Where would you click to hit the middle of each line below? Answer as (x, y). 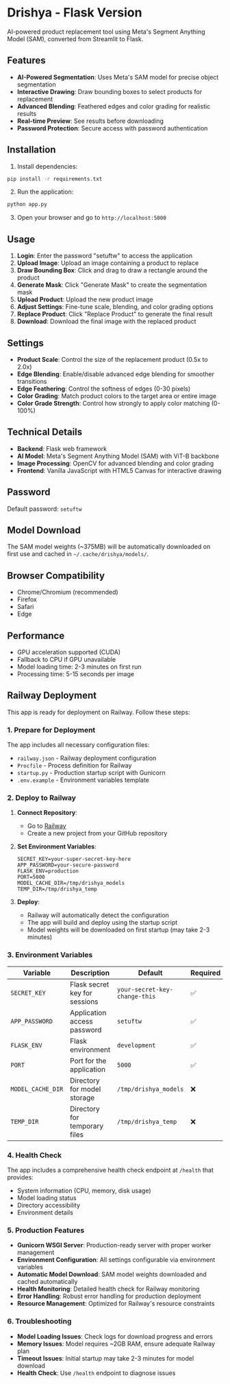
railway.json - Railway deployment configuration (87, 758)
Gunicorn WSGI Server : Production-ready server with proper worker (114, 1245)
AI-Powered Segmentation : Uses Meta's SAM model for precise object (118, 77)
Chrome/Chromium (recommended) (67, 592)
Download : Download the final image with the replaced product (106, 321)
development (137, 1045)
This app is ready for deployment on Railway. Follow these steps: (99, 712)
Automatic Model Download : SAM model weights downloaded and (112, 1274)
